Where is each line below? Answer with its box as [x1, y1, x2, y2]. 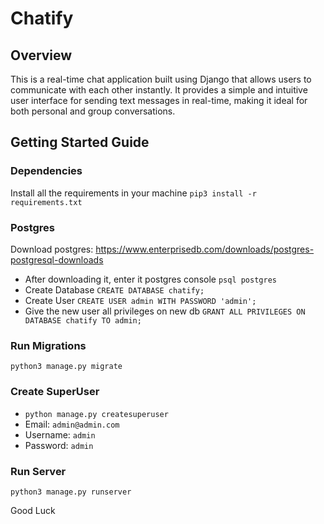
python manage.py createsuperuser [24, 409, 169, 419]
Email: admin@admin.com [24, 418, 120, 430]
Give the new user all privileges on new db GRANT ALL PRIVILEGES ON [24, 305, 306, 317]
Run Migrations [10, 338, 87, 352]
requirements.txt [10, 197, 83, 207]
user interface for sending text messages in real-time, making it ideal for [10, 95, 308, 106]
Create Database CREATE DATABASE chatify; [24, 283, 205, 296]
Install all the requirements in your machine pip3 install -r [10, 187, 257, 199]
